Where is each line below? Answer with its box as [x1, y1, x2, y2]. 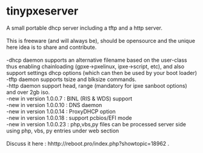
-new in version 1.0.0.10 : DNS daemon [6, 101, 102, 108]
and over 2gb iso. [6, 88, 50, 96]
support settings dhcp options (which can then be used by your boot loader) [6, 69, 198, 76]
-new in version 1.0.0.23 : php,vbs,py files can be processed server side [6, 120, 187, 128]
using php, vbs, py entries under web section [6, 127, 119, 134]
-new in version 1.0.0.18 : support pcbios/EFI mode [6, 114, 132, 122]
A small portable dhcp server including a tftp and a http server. [6, 24, 162, 31]
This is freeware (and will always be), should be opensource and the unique [6, 37, 196, 44]
